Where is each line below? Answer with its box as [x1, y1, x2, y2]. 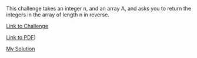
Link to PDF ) [6, 34, 36, 40]
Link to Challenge [6, 23, 49, 29]
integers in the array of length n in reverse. [6, 11, 110, 18]
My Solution [6, 45, 35, 52]
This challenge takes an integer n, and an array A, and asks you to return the [6, 5, 192, 12]
